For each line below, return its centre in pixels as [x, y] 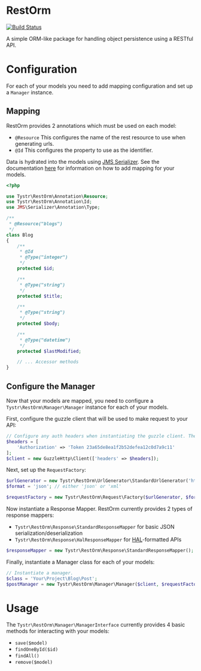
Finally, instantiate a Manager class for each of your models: [80, 562]
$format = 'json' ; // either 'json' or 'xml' [64, 487]
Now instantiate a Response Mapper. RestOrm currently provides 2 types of [99, 509]
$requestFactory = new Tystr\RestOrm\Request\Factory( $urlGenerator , [95, 498]
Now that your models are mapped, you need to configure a [80, 401]
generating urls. [34, 143]
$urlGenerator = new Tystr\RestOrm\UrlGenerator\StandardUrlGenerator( [97, 481]
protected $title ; [40, 296]
